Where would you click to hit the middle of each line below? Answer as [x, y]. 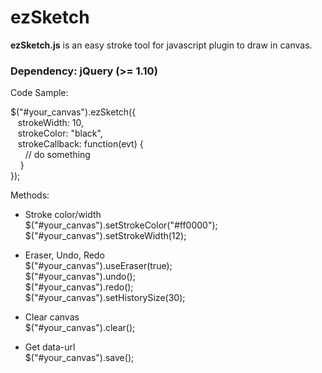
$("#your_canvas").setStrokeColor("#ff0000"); [121, 225]
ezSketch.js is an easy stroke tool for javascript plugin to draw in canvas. [161, 45]
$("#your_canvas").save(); [79, 358]
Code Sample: [39, 93]
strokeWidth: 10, [51, 123]
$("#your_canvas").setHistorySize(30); [105, 298]
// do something [57, 155]
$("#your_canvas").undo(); [80, 277]
